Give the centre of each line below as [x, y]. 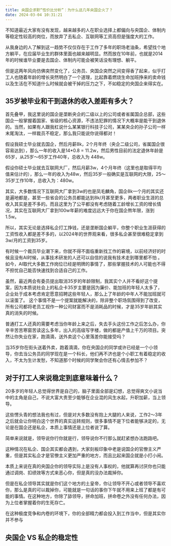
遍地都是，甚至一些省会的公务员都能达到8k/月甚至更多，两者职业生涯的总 [87, 198]
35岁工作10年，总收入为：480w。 [41, 180]
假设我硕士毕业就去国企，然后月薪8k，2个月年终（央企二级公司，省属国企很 [85, 144]
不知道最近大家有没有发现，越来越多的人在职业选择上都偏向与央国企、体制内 [85, 30]
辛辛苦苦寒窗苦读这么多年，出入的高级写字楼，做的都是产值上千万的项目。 [83, 330]
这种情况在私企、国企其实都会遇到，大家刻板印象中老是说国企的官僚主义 [81, 449]
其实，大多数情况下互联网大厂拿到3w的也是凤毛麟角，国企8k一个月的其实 [82, 191]
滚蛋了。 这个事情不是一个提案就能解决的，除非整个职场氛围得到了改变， [86, 300]
